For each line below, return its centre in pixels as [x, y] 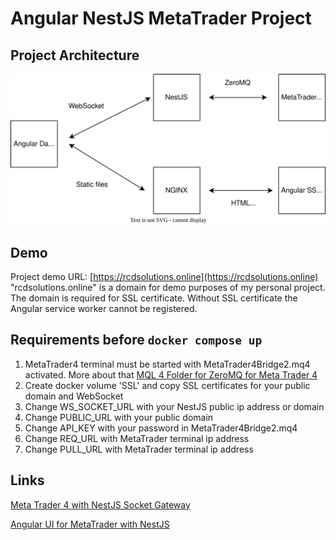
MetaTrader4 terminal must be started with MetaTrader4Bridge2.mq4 [167, 364]
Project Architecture [75, 55]
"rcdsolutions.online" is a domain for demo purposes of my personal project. [168, 287]
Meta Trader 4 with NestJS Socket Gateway [100, 504]
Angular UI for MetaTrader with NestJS [90, 524]
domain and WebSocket [74, 396]
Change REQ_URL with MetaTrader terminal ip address [137, 438]
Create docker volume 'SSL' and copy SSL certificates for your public [167, 385]
